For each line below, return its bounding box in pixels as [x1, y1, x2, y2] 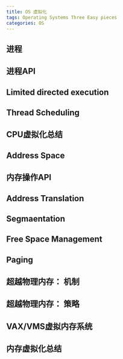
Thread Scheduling [6, 107, 80, 117]
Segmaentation [6, 213, 65, 223]
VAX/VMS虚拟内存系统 [6, 321, 93, 331]
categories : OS [6, 20, 45, 26]
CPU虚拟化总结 [6, 130, 63, 140]
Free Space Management [6, 234, 102, 245]
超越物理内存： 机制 [6, 276, 80, 287]
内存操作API [6, 172, 52, 183]
